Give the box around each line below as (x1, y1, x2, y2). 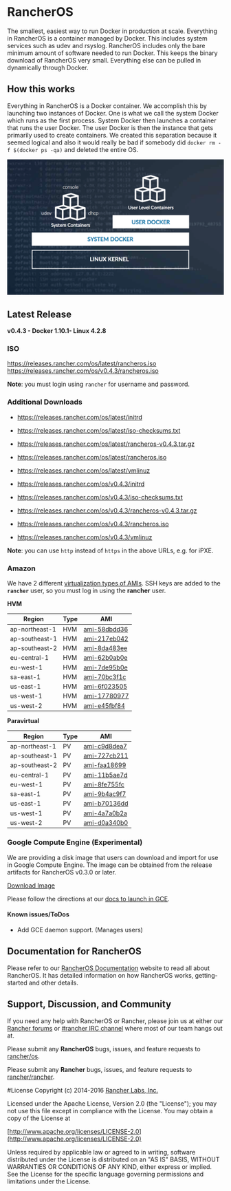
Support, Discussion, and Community (7, 998, 172, 1010)
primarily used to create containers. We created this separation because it (7, 131, 217, 139)
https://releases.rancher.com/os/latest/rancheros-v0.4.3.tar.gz (16, 440, 195, 448)
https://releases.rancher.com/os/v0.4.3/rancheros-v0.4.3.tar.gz (16, 506, 197, 515)
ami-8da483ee (83, 644, 128, 652)
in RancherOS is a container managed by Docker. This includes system (7, 34, 208, 42)
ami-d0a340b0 (83, 818, 129, 826)
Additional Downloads (7, 397, 82, 407)
